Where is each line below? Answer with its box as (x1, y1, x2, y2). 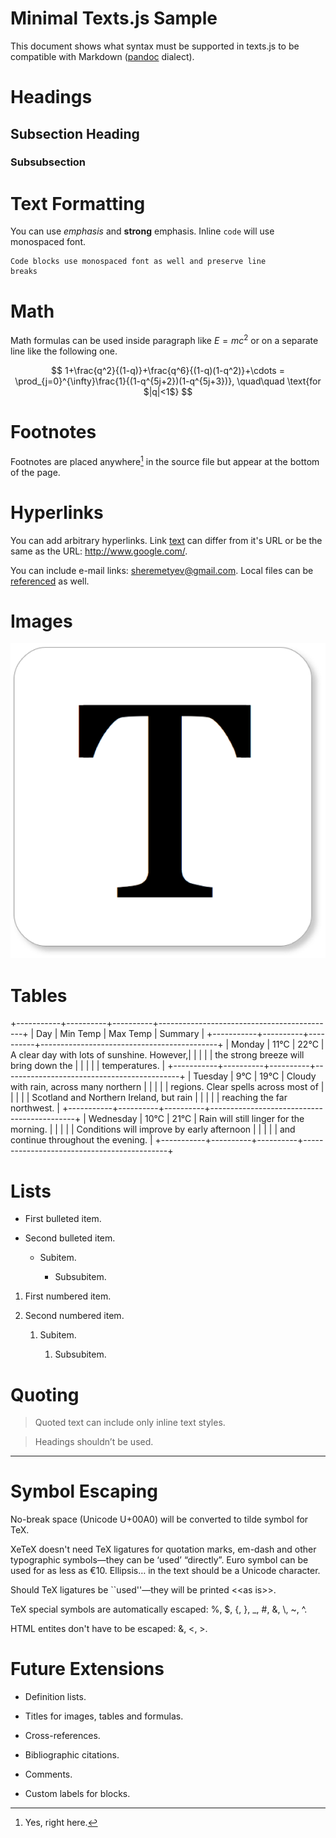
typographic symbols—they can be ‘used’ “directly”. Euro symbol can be (10, 1554, 309, 1566)
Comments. (24, 1768, 73, 1781)
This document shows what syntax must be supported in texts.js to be (10, 40, 300, 52)
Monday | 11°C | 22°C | (231, 1038, 325, 1051)
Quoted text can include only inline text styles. (34, 1417, 226, 1429)
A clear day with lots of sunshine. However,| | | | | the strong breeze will (10, 1049, 305, 1061)
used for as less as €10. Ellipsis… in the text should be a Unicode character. (10, 1565, 321, 1577)
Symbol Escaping (10, 1480, 158, 1503)
